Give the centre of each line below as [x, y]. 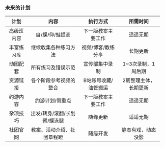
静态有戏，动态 [139, 130]
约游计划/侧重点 [53, 101]
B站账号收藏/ [98, 81]
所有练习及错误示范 [53, 68]
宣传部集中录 [98, 64]
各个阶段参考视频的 [53, 81]
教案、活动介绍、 [51, 130]
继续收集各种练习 [51, 47]
